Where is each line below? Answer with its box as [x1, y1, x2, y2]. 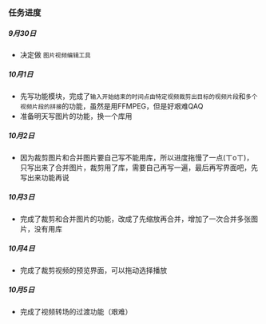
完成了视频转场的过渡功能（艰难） [19, 306, 133, 316]
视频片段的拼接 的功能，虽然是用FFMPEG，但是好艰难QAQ [19, 101, 204, 111]
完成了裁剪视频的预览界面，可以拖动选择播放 [19, 265, 168, 275]
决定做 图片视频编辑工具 [19, 49, 91, 59]
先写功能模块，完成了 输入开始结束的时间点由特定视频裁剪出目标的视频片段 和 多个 [19, 91, 258, 101]
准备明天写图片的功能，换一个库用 [19, 111, 133, 121]
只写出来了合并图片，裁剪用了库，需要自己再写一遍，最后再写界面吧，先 [19, 162, 258, 172]
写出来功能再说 [19, 172, 69, 182]
